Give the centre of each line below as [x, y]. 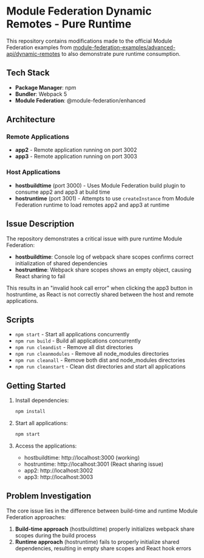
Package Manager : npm [46, 87]
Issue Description [40, 224]
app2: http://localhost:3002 [58, 470]
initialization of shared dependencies [61, 263]
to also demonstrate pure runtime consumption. [121, 53]
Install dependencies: [42, 400]
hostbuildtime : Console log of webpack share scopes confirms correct [104, 257]
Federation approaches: [36, 517]
